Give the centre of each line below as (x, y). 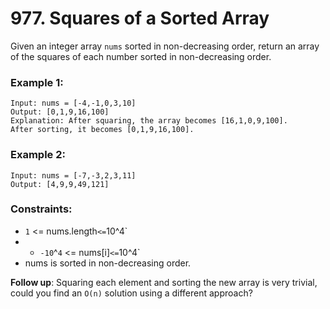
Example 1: (37, 82)
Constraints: (41, 209)
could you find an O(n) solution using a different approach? (131, 293)
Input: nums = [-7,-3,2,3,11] (73, 175)
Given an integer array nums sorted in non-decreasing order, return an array (165, 46)
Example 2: (38, 155)
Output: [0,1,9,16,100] (60, 112)
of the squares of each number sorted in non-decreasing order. (141, 56)
